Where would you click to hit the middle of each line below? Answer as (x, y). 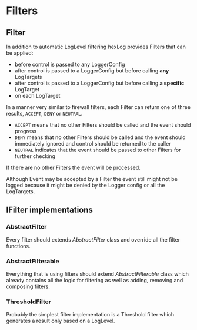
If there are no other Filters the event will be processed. (74, 167)
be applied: (20, 53)
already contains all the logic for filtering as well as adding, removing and (95, 280)
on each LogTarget (37, 96)
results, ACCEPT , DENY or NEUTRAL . (44, 113)
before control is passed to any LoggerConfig (70, 64)
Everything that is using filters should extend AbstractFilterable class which (98, 274)
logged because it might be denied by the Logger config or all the (86, 185)
